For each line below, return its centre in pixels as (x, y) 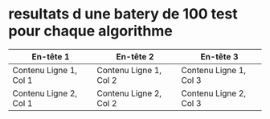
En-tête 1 (51, 56)
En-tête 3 (219, 56)
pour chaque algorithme (90, 31)
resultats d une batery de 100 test (123, 14)
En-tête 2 (135, 56)
